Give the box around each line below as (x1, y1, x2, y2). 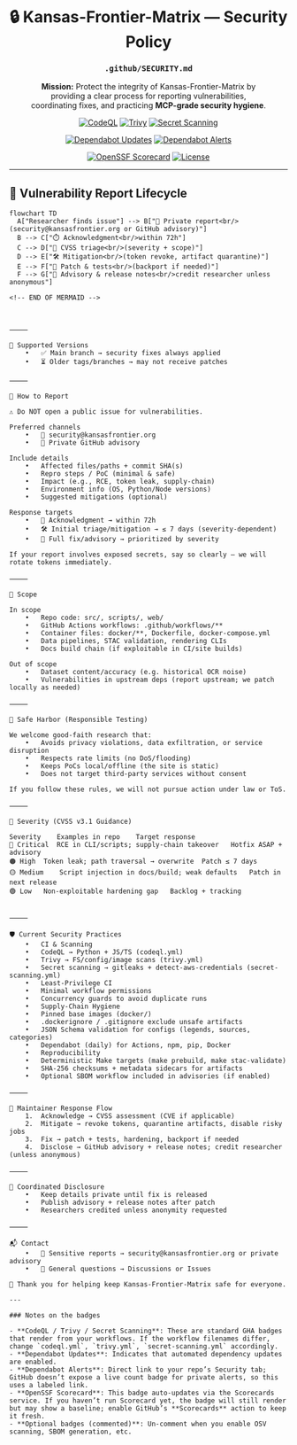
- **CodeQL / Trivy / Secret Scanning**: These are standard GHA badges (9, 1326, 283, 1336)
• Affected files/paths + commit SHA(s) (25, 462, 184, 470)
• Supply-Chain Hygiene (25, 1002, 121, 1011)
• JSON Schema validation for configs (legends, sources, (25, 1025, 251, 1035)
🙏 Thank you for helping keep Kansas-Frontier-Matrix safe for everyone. (9, 1280, 287, 1289)
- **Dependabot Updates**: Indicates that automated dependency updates (9, 1350, 283, 1359)
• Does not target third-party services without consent (25, 770, 247, 779)
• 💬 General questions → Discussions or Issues (25, 1264, 212, 1274)
